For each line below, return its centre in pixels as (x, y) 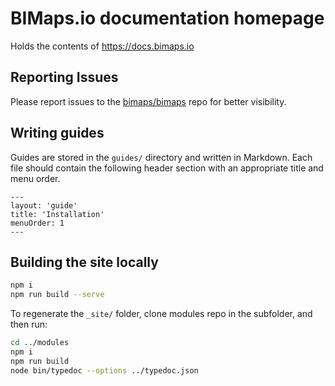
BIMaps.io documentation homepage (167, 18)
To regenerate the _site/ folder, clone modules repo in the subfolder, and (161, 314)
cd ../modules (40, 343)
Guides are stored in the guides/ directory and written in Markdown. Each (161, 157)
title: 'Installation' (57, 214)
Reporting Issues (64, 77)
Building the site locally (84, 262)
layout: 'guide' (44, 205)
